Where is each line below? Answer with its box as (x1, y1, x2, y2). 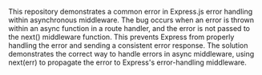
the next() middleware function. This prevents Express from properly (8, 32, 235, 41)
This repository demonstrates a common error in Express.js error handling (8, 7, 253, 16)
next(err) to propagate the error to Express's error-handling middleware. (8, 57, 247, 67)
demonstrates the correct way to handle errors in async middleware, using (8, 49, 255, 58)
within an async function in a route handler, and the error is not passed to (8, 24, 251, 33)
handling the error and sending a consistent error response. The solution (8, 41, 248, 50)
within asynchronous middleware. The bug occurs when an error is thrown (8, 15, 255, 25)
